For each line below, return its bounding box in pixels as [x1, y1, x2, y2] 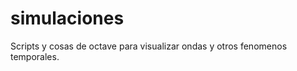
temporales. [10, 50, 60, 62]
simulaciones [10, 7, 125, 30]
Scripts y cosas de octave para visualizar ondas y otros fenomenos [10, 40, 288, 52]
